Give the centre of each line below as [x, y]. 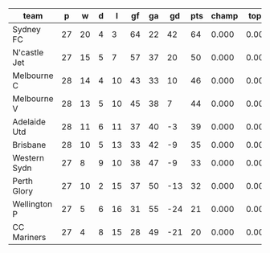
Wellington [33, 204]
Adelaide [29, 122]
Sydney [27, 29]
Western [28, 158]
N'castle [28, 53]
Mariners [29, 237]
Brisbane [29, 145]
